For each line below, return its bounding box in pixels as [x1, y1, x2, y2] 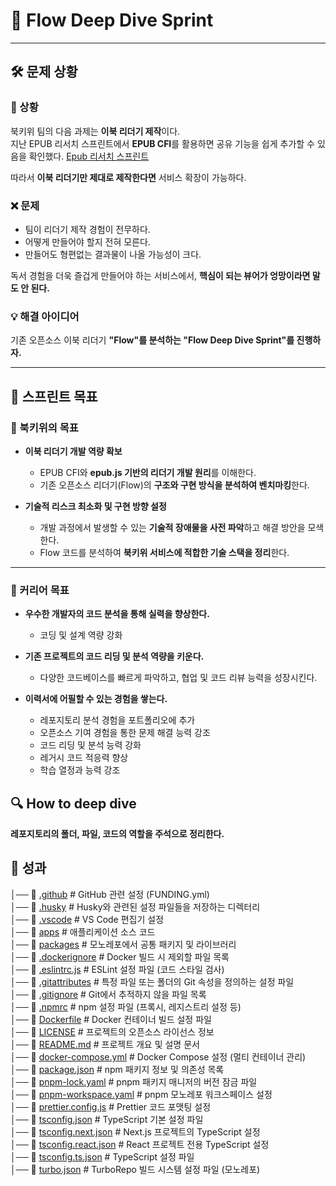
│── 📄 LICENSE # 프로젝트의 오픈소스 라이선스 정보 [10, 1025, 215, 1038]
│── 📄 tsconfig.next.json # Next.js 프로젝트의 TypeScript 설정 [10, 1125, 261, 1138]
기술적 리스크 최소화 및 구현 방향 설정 [24, 500, 167, 512]
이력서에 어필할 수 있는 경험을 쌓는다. [24, 693, 168, 705]
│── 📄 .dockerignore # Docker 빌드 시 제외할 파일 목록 [10, 950, 230, 963]
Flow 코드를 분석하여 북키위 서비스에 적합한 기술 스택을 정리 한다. [39, 546, 290, 558]
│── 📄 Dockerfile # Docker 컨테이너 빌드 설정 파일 [10, 1013, 212, 1025]
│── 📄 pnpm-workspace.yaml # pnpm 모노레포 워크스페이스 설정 [10, 1088, 273, 1100]
